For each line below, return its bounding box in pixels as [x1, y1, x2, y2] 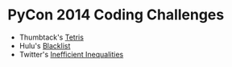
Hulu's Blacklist [19, 40, 71, 50]
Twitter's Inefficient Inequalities [19, 49, 124, 59]
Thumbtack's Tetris [19, 32, 84, 42]
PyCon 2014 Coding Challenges [7, 6, 225, 24]
